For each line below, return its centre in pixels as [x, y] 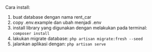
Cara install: [18, 7]
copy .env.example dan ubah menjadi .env [57, 22]
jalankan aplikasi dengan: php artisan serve [59, 44]
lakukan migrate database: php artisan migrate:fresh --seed [78, 38]
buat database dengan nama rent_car [52, 17]
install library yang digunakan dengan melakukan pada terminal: [80, 28]
